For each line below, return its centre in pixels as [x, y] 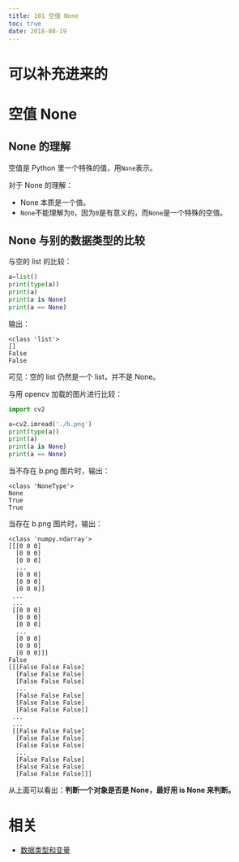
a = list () [23, 277]
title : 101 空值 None [44, 16]
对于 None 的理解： [41, 185]
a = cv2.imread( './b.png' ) [50, 424]
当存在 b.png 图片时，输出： [55, 524]
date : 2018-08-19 [38, 31]
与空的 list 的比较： [40, 262]
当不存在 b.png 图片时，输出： [59, 471]
